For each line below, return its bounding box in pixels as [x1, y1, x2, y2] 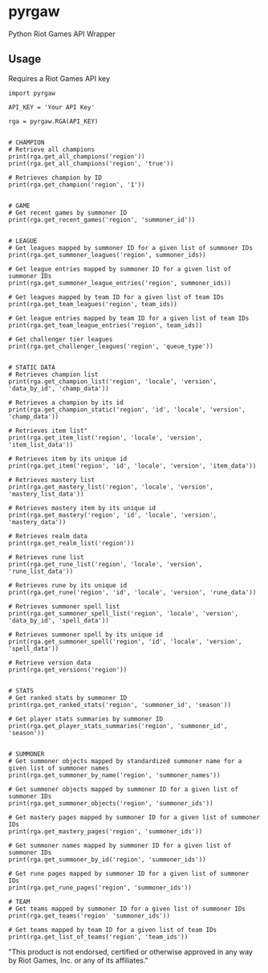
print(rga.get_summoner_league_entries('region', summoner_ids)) [8, 279, 231, 287]
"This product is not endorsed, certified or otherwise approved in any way [8, 946, 253, 956]
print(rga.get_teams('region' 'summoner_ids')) [8, 911, 171, 920]
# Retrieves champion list [8, 370, 99, 378]
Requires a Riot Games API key [8, 73, 111, 83]
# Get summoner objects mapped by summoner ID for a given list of [8, 785, 239, 793]
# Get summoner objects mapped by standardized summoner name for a [8, 757, 242, 765]
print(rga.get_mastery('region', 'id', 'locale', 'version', [8, 511, 217, 519]
